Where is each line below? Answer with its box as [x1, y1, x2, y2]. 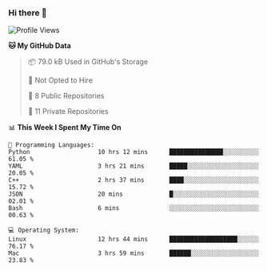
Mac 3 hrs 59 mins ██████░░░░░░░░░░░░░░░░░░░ [8, 249, 260, 257]
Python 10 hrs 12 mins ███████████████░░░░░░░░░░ [8, 148, 260, 156]
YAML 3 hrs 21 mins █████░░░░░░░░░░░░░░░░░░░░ [8, 162, 260, 171]
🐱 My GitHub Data [8, 41, 72, 51]
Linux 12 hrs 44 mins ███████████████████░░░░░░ [8, 236, 260, 244]
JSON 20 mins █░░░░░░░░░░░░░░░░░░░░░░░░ [8, 190, 260, 199]
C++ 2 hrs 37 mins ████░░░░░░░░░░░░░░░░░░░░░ [8, 176, 260, 184]
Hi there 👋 [8, 7, 48, 18]
